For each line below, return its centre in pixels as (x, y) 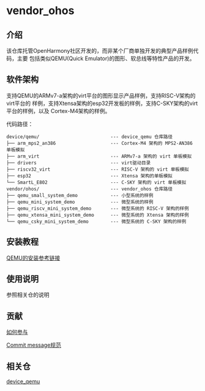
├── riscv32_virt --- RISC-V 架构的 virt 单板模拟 (98, 169)
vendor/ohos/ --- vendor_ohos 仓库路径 (90, 189)
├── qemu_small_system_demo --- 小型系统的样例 (80, 195)
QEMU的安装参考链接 (33, 258)
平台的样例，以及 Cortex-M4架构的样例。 (58, 110)
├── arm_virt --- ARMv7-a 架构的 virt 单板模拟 (99, 156)
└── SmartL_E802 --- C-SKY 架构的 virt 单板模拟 (96, 182)
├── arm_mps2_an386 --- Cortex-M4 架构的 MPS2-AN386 (99, 143)
